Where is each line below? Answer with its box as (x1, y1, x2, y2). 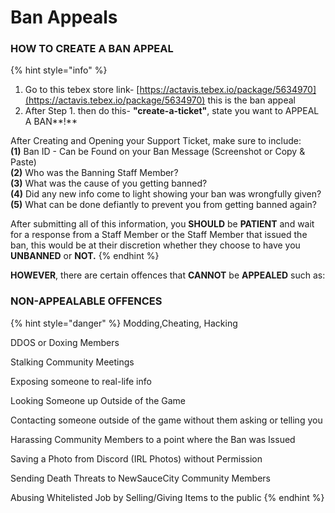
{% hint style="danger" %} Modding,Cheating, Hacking (10, 317, 238, 329)
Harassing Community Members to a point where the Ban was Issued (10, 433, 296, 445)
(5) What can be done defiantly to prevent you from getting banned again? (10, 199, 318, 211)
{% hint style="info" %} (10, 64, 108, 76)
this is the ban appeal (207, 94, 296, 106)
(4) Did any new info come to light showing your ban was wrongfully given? (10, 188, 322, 200)
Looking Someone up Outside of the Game (10, 394, 187, 406)
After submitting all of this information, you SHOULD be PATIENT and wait (10, 218, 315, 230)
